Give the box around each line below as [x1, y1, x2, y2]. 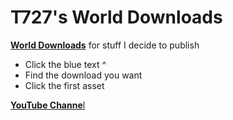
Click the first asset [24, 79, 105, 91]
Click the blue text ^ [24, 58, 107, 70]
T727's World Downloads [10, 6, 223, 29]
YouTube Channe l [10, 99, 86, 111]
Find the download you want [24, 69, 143, 81]
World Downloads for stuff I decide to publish [10, 39, 200, 51]
